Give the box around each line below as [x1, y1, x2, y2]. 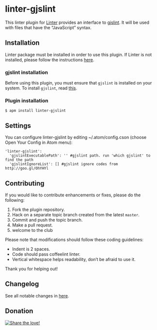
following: [5, 197, 25, 203]
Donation [5, 307, 33, 315]
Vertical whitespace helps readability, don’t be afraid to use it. [12, 256, 136, 262]
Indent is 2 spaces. [12, 246, 50, 252]
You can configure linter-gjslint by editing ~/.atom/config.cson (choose [5, 135, 147, 140]
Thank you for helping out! [5, 266, 58, 272]
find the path [5, 157, 34, 162]
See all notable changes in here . [5, 293, 69, 298]
